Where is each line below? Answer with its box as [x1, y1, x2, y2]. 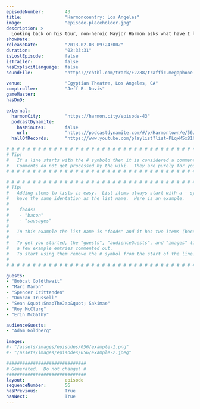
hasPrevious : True [6, 388, 76, 394]
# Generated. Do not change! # [6, 366, 86, 372]
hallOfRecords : [11, 135, 49, 142]
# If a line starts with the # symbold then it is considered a [6, 157, 174, 163]
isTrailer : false [6, 58, 79, 64]
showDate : [6, 36, 31, 42]
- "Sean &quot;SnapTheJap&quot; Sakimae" [6, 300, 111, 307]
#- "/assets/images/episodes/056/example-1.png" [6, 344, 129, 350]
